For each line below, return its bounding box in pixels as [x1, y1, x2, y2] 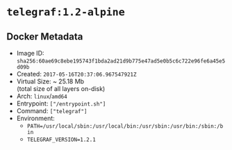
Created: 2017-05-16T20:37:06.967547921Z [16, 70, 137, 78]
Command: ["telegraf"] [16, 107, 88, 115]
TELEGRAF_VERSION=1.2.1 [26, 136, 97, 143]
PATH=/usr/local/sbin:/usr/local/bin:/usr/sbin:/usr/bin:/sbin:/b [26, 123, 224, 130]
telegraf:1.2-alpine [6, 6, 126, 19]
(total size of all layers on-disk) [16, 85, 106, 92]
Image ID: [16, 49, 44, 57]
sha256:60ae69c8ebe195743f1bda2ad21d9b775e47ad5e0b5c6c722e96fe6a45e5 [16, 58, 226, 65]
